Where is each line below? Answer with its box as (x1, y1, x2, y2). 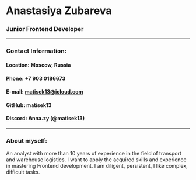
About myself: (6, 136, 48, 144)
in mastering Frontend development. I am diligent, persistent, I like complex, (6, 162, 188, 169)
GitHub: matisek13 (6, 101, 52, 109)
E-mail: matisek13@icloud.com (6, 88, 83, 95)
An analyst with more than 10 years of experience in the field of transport (6, 150, 182, 157)
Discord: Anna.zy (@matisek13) (6, 115, 85, 122)
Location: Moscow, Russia (6, 61, 71, 68)
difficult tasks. (6, 168, 40, 176)
